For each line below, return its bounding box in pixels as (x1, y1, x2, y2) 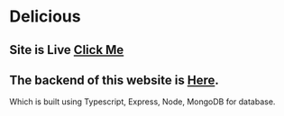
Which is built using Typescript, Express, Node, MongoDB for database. (9, 96, 276, 107)
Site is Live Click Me (9, 42, 124, 58)
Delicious (9, 6, 81, 27)
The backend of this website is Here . (9, 72, 219, 87)
